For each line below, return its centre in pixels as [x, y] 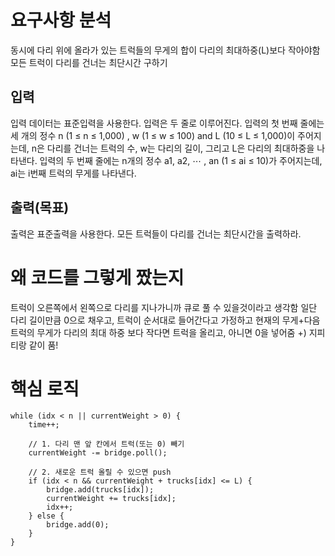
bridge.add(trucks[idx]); [100, 490]
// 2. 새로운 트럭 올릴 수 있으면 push [100, 472]
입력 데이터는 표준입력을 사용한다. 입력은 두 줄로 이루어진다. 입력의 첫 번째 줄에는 [167, 123]
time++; [44, 425]
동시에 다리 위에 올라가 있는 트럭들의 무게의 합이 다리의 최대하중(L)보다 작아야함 [165, 50]
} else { [46, 516]
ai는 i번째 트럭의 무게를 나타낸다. [73, 173]
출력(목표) [40, 207]
